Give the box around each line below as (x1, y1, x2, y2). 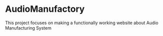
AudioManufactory (5, 3, 85, 15)
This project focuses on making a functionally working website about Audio (5, 20, 159, 26)
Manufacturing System (5, 25, 52, 31)
